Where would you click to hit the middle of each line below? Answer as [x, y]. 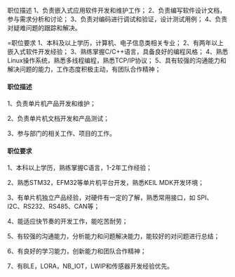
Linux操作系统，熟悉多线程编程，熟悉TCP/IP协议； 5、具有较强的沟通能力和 [117, 60]
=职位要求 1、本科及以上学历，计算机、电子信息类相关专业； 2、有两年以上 [116, 43]
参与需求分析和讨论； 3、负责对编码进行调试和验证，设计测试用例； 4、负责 [117, 19]
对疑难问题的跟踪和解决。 [44, 28]
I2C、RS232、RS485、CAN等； [54, 207]
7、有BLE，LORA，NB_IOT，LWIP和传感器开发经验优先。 [90, 266]
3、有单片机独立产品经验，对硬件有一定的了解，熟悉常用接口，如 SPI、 [110, 198]
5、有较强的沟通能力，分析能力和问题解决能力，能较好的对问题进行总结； [114, 236]
